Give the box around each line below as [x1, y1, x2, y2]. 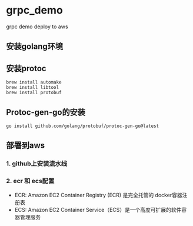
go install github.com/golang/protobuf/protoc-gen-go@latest [6, 123, 159, 129]
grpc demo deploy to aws [6, 23, 69, 30]
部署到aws [6, 141, 45, 151]
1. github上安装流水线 [6, 159, 68, 168]
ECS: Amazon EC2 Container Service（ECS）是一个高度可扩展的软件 [14, 206, 182, 213]
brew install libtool [6, 85, 59, 91]
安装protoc [6, 63, 46, 74]
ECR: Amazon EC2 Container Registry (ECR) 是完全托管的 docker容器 [14, 191, 182, 198]
